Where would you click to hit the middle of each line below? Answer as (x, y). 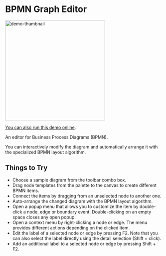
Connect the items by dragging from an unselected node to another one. (87, 195)
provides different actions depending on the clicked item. (71, 227)
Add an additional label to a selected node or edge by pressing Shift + (84, 243)
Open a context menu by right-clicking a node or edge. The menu (80, 222)
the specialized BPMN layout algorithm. (46, 152)
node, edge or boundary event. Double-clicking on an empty (89, 211)
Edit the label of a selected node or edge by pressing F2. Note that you (85, 233)
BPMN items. (26, 190)
